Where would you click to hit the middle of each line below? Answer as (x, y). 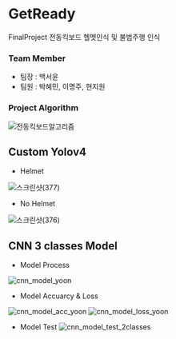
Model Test (38, 327)
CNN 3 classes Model (63, 246)
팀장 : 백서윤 (39, 77)
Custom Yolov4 (47, 152)
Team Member (37, 58)
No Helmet (38, 204)
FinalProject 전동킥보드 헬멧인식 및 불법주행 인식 (84, 37)
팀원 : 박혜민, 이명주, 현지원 (62, 87)
